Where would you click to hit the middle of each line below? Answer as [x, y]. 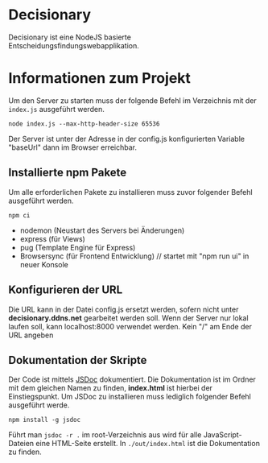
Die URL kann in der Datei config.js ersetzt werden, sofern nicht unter [124, 309]
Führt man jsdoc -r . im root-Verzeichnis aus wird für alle [105, 435]
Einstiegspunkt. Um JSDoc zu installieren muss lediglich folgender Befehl [130, 397]
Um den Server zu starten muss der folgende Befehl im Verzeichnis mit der [133, 100]
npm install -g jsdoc [45, 420]
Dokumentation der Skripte [78, 360]
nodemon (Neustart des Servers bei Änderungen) [102, 230]
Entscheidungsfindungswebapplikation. [74, 45]
